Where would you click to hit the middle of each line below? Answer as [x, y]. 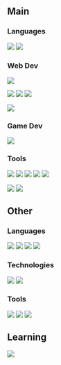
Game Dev [25, 126]
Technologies [31, 265]
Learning [27, 337]
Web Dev [23, 66]
